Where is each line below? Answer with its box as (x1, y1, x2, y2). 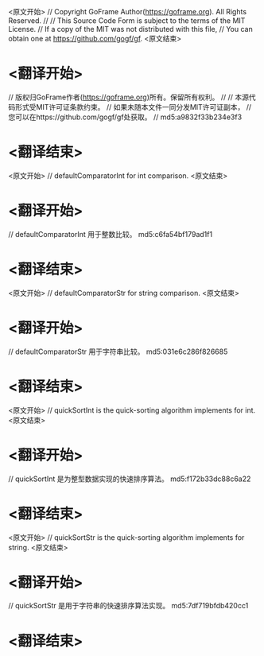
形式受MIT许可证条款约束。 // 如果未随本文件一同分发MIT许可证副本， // (14, 102, 252, 111)
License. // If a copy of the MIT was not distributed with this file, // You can (8, 25, 253, 33)
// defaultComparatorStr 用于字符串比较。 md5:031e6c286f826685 (8, 347, 228, 356)
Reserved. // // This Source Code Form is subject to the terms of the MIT (8, 16, 246, 25)
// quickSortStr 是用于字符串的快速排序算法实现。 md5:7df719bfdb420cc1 (8, 601, 249, 611)
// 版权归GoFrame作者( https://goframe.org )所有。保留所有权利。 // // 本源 (8, 92, 249, 102)
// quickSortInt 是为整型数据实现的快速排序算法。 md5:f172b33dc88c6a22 (8, 474, 251, 483)
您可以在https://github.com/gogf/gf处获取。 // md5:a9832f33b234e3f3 (8, 112, 243, 122)
